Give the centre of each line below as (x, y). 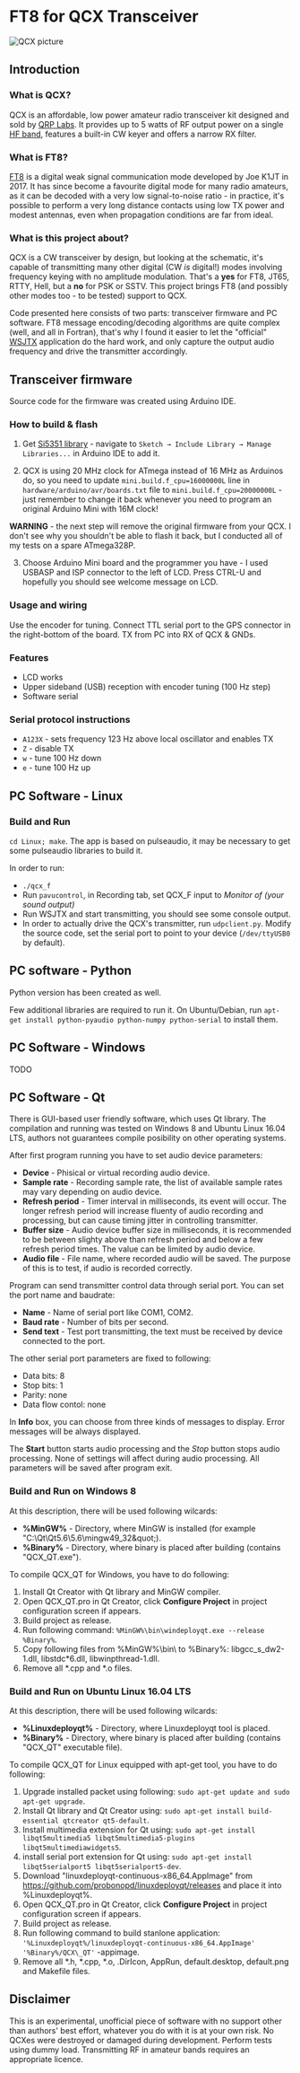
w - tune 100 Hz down (62, 758)
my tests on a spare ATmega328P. (73, 546)
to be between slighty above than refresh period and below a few (143, 1240)
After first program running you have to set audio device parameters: (136, 1155)
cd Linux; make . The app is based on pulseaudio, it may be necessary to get (150, 840)
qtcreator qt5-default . (106, 1820)
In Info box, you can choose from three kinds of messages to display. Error (147, 1422)
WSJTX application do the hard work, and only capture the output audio (142, 342)
